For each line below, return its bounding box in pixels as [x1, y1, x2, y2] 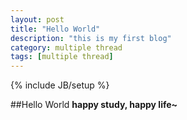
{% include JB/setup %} [10, 79, 110, 91]
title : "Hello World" [10, 24, 101, 34]
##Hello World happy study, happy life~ [10, 99, 178, 111]
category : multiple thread [10, 42, 123, 53]
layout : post [10, 14, 65, 25]
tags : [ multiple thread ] [10, 52, 114, 62]
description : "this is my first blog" [10, 33, 172, 43]
